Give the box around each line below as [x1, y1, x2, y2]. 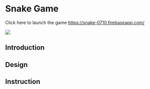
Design [5, 60, 28, 69]
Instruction [5, 77, 40, 86]
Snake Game [5, 3, 59, 14]
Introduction [5, 43, 45, 52]
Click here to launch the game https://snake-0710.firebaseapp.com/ [5, 19, 145, 25]
